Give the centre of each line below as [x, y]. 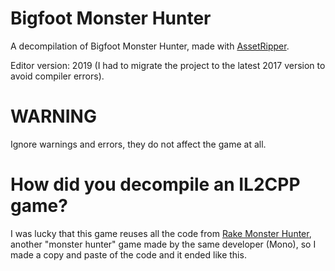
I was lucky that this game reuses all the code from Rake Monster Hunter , [161, 233]
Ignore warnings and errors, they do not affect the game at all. [138, 144]
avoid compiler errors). [57, 76]
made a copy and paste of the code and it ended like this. [128, 254]
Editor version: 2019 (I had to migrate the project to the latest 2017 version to [168, 65]
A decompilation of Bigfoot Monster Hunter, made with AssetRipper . [150, 46]
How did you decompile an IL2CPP [155, 184]
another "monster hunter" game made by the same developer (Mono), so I [163, 244]
